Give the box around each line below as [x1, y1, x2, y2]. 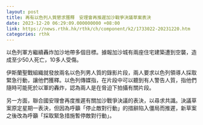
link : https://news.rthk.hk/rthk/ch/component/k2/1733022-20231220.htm [6, 25, 190, 32]
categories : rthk [6, 31, 50, 37]
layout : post [6, 8, 39, 15]
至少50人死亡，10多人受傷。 [11, 56, 82, 63]
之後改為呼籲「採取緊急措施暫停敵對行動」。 [6, 112, 115, 120]
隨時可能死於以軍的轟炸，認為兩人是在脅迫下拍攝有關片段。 [6, 84, 155, 91]
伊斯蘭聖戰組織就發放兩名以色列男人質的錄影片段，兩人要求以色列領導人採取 [6, 69, 197, 76]
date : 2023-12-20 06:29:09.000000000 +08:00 [6, 20, 120, 26]
